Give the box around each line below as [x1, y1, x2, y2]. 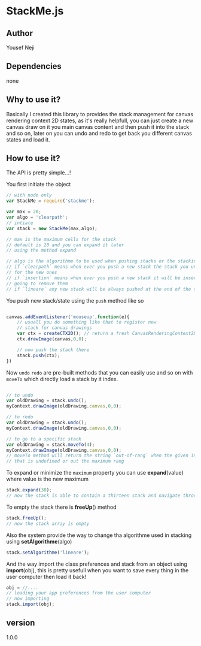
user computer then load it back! [6, 573, 87, 580]
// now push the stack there [17, 346, 90, 353]
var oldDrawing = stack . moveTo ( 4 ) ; [6, 442, 95, 448]
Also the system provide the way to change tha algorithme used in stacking [6, 532, 192, 539]
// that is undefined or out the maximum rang [6, 458, 124, 464]
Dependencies [6, 61, 62, 71]
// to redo [6, 414, 33, 420]
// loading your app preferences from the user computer [6, 590, 151, 596]
